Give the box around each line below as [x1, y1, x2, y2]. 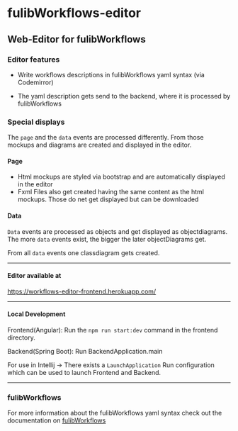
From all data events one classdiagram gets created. [7, 248, 160, 257]
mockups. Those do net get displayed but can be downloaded [17, 195, 199, 203]
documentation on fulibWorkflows [7, 416, 106, 425]
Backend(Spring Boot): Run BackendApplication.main [7, 347, 163, 355]
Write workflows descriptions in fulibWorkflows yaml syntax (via [17, 70, 205, 79]
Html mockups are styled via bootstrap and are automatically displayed [17, 172, 225, 181]
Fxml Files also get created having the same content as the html [17, 188, 204, 196]
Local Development [7, 310, 66, 318]
